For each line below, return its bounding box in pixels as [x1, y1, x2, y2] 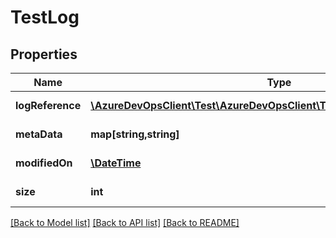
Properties [10, 46, 78, 63]
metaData [15, 127, 63, 141]
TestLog [10, 6, 80, 29]
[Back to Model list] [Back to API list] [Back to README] [10, 217, 240, 228]
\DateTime [90, 156, 142, 170]
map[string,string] [90, 127, 180, 141]
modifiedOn [15, 156, 73, 170]
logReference [15, 99, 82, 112]
